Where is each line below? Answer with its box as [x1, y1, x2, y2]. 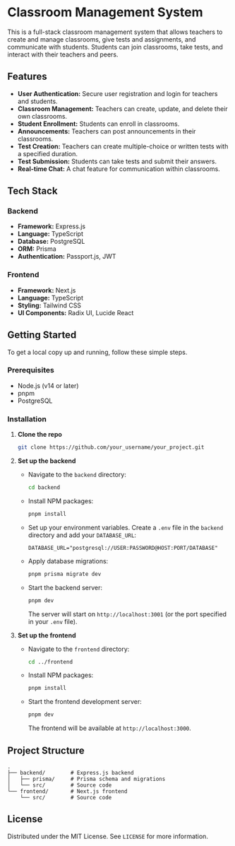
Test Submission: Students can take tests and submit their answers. [17, 157, 217, 165]
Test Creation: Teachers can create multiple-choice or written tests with [17, 142, 229, 151]
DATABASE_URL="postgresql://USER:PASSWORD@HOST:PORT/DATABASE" [28, 544, 219, 551]
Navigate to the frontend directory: [28, 645, 130, 653]
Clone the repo [17, 430, 62, 439]
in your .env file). [28, 617, 78, 625]
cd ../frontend [28, 658, 73, 665]
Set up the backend [17, 457, 76, 465]
